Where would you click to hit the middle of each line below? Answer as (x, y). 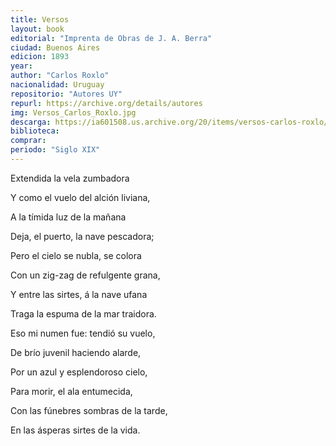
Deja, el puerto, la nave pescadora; (82, 236)
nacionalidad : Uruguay (57, 85)
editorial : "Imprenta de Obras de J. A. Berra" (111, 38)
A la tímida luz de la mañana (68, 217)
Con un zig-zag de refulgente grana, (85, 275)
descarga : (31, 122)
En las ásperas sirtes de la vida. (75, 430)
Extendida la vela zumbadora (70, 178)
